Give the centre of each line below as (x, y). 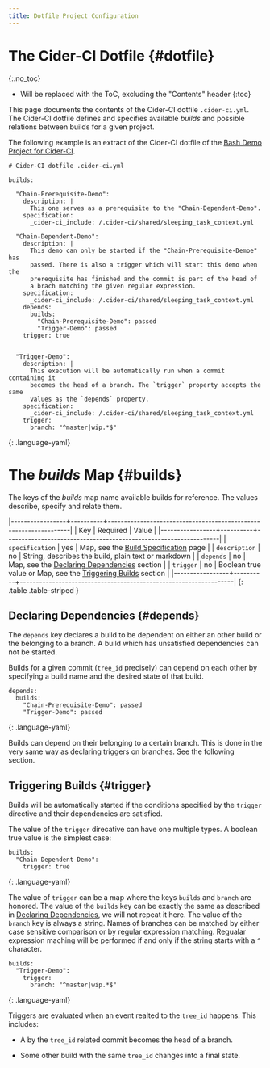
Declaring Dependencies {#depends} (104, 615)
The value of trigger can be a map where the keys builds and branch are (130, 898)
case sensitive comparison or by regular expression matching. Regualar (127, 932)
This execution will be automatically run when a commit (127, 371)
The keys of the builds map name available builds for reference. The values (133, 497)
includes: (23, 1024)
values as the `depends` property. (89, 399)
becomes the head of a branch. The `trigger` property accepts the (145, 385)
